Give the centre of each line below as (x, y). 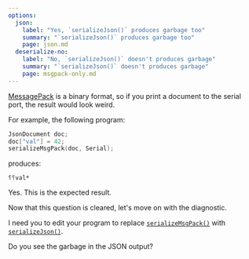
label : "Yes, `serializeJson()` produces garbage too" (114, 30)
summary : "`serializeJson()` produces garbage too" (108, 37)
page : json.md (45, 45)
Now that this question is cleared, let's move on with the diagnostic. (118, 208)
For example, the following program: (67, 119)
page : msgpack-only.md (59, 74)
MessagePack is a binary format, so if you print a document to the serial (125, 96)
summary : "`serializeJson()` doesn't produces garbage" (116, 67)
